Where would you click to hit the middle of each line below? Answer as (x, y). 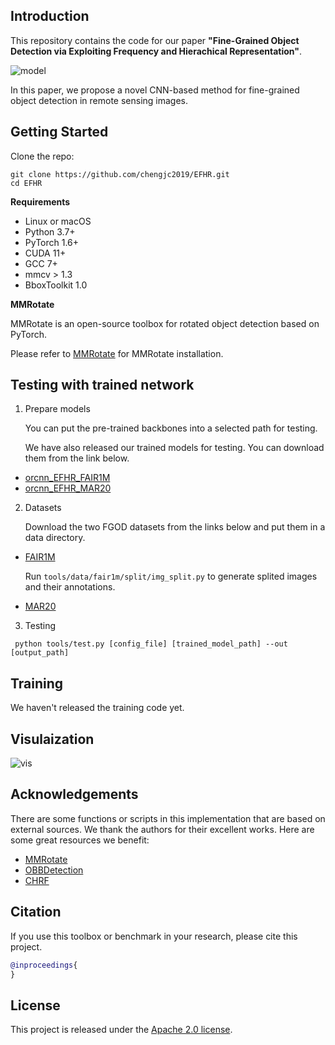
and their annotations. (70, 587)
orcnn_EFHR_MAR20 (68, 488)
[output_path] (40, 653)
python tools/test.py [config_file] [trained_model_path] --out (151, 644)
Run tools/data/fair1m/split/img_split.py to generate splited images (171, 576)
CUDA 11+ (45, 253)
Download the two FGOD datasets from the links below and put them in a (175, 527)
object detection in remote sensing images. (99, 100)
